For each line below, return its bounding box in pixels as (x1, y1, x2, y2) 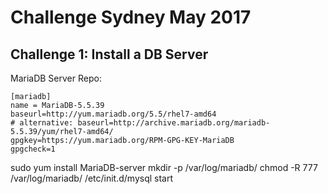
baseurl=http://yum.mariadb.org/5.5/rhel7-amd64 (10, 109, 217, 119)
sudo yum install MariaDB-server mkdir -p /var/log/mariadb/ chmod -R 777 (10, 162, 318, 173)
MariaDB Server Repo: (10, 72, 102, 84)
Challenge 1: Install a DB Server (10, 46, 209, 63)
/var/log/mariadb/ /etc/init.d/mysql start (10, 172, 174, 184)
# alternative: (10, 118, 74, 128)
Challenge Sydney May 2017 (10, 6, 252, 29)
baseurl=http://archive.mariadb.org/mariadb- (77, 118, 271, 128)
